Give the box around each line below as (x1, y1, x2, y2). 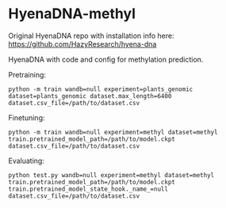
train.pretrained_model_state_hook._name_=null (8, 185, 169, 193)
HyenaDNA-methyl (8, 5, 136, 23)
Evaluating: (8, 156, 45, 165)
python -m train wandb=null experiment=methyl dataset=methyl (8, 128, 218, 136)
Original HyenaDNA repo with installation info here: (8, 31, 174, 40)
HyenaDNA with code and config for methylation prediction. (8, 55, 204, 64)
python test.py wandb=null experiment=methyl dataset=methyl (8, 171, 215, 179)
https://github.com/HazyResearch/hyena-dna (8, 39, 157, 48)
